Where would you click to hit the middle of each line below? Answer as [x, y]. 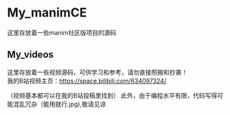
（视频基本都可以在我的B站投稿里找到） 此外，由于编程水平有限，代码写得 [112, 95]
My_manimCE [47, 13]
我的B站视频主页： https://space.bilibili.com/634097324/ [87, 81]
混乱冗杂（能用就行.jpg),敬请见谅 [59, 104]
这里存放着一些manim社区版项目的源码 [62, 32]
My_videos [30, 55]
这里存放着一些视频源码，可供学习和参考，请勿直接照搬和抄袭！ [97, 72]
